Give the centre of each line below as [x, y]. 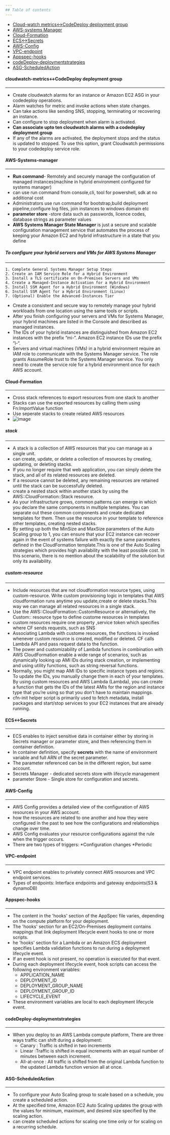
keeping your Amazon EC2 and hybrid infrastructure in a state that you [86, 235]
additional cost [28, 198]
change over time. [31, 828]
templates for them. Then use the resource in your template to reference [88, 518]
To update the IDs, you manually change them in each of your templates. [88, 676]
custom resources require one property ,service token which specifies [86, 623]
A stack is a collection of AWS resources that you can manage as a [82, 448]
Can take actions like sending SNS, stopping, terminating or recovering [86, 111]
